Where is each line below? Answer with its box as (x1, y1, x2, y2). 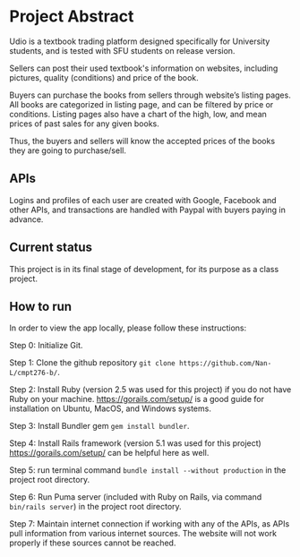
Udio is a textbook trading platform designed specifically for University (9, 36, 270, 47)
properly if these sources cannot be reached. (9, 537, 176, 548)
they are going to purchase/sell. (9, 145, 127, 156)
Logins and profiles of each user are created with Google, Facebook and (9, 194, 277, 205)
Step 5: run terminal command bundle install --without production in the (9, 465, 287, 476)
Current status (9, 240, 92, 255)
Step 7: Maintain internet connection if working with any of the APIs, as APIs (9, 518, 290, 529)
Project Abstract (9, 6, 134, 27)
